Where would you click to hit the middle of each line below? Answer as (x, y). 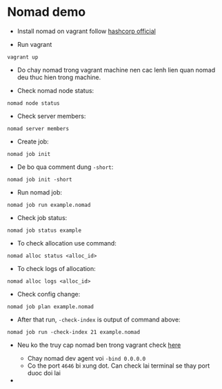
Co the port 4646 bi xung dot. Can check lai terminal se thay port (119, 366)
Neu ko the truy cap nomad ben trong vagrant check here (99, 345)
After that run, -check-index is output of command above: (99, 319)
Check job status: (42, 217)
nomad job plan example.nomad (51, 307)
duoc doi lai (44, 372)
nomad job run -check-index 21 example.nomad (73, 332)
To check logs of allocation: (57, 268)
